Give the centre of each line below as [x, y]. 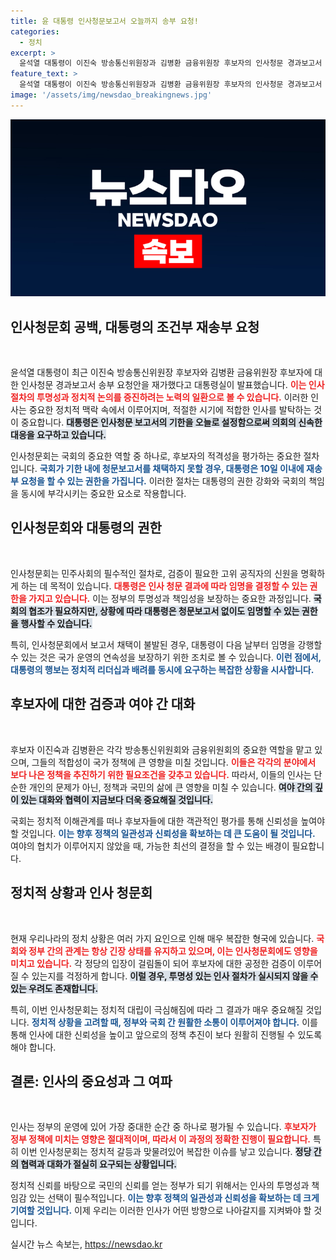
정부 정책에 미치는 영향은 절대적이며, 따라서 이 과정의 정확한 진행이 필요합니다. [160, 1139]
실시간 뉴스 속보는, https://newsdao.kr [86, 1244]
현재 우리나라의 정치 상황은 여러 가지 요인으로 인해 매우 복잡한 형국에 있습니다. [162, 938]
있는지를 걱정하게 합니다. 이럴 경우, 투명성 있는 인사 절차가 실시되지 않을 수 [175, 976]
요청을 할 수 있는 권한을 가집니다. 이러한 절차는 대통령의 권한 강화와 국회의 [163, 481]
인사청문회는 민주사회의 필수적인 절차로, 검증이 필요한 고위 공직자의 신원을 [154, 573]
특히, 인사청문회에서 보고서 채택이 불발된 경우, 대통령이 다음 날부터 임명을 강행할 [166, 644]
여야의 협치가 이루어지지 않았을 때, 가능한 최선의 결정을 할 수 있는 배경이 [150, 846]
